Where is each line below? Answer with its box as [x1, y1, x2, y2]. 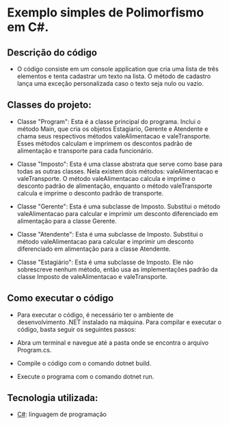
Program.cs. [16, 345, 52, 354]
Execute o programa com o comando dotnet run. [16, 372, 154, 380]
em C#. [7, 19, 49, 35]
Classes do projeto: [7, 99, 92, 111]
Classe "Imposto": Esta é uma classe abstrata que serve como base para [16, 160, 223, 168]
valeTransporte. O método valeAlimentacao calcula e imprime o [16, 174, 196, 182]
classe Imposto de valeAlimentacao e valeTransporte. [16, 272, 167, 280]
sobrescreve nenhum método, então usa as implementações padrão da [16, 265, 218, 274]
